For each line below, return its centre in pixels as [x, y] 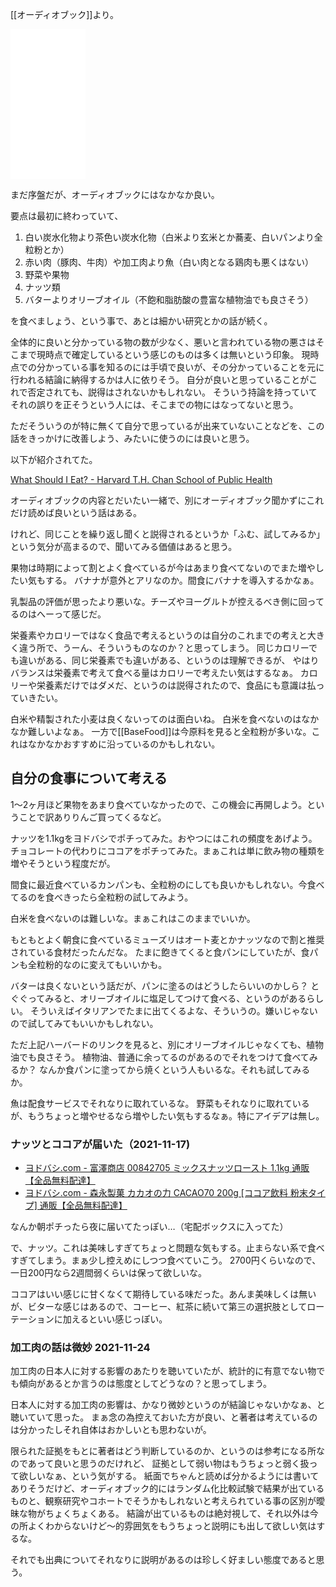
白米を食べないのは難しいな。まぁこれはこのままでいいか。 [133, 918]
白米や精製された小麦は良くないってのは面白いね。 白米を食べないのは [156, 719]
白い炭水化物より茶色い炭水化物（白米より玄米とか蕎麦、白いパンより [169, 237]
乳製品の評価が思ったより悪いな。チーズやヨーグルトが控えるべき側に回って [167, 601]
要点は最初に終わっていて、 [67, 216]
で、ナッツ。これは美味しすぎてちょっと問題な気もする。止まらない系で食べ [167, 1248]
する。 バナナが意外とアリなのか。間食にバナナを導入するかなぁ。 [182, 580]
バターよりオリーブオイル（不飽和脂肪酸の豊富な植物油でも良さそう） [169, 299]
